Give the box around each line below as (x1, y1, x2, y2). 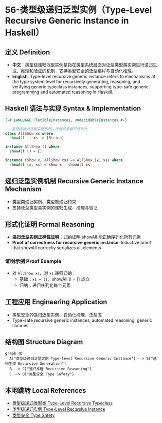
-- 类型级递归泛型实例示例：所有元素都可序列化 (5, 127, 88, 131)
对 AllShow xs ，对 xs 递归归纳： (12, 270, 76, 276)
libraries (12, 322, 29, 328)
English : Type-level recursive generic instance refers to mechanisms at (12, 74, 156, 79)
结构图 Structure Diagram (5, 338, 83, 346)
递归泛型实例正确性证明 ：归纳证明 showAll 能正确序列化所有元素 (12, 234, 141, 240)
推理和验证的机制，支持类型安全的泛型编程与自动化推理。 (20, 68, 136, 74)
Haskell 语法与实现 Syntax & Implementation (5, 105, 141, 113)
